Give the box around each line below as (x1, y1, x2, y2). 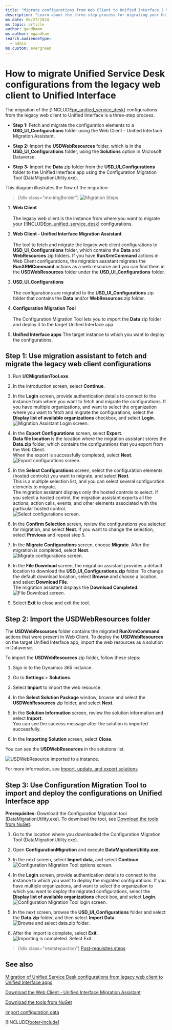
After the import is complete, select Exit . (12, 930, 98, 936)
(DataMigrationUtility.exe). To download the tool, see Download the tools (5, 816, 159, 822)
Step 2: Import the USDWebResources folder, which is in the (12, 143, 142, 149)
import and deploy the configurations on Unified (5, 788, 162, 798)
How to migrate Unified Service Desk (5, 68, 165, 80)
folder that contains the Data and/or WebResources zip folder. (12, 295, 145, 301)
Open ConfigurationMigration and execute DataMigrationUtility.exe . (12, 847, 160, 853)
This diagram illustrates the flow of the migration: (5, 184, 109, 190)
